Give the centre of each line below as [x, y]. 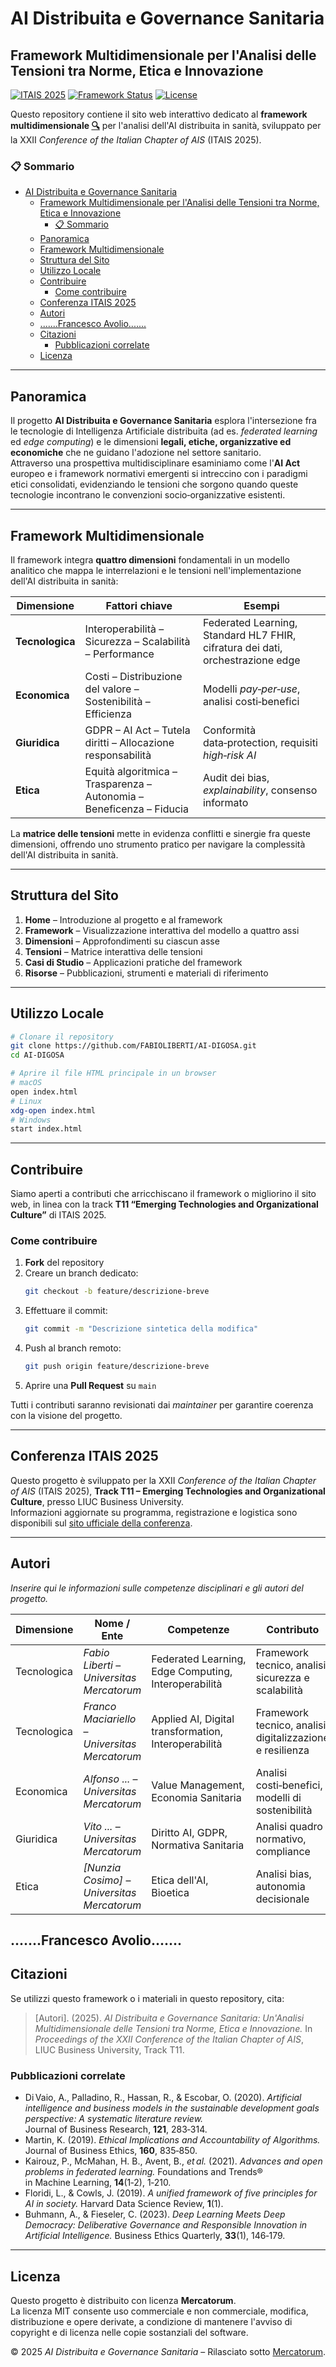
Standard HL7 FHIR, [249, 635]
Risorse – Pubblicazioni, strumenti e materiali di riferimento [146, 973]
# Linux [26, 1101]
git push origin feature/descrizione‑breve [117, 1367]
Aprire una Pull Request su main [90, 1386]
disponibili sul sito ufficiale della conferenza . [101, 1523]
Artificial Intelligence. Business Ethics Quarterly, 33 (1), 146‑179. [155, 2236]
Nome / [112, 1623]
